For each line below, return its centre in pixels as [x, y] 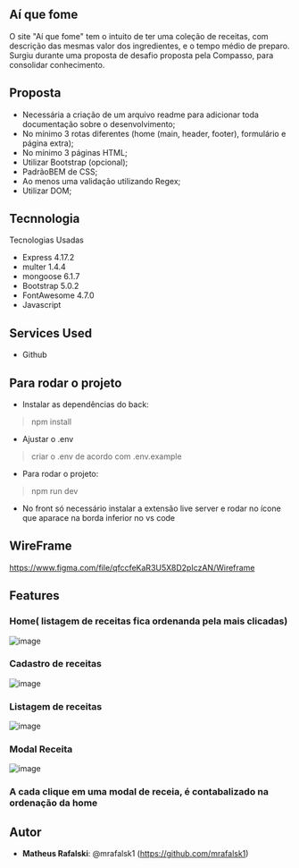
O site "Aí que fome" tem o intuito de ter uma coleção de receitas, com [139, 36]
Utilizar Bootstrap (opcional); [75, 162]
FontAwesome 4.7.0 [58, 295]
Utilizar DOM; [47, 191]
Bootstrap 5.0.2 [50, 286]
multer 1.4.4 [44, 267]
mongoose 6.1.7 [51, 277]
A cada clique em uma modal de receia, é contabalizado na [139, 792]
